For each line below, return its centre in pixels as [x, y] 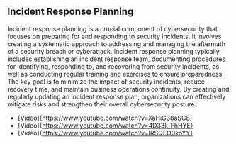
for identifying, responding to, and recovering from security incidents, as [113, 66]
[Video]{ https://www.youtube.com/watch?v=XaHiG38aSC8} [105, 118]
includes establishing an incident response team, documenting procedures [116, 59]
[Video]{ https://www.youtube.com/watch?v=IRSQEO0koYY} [105, 133]
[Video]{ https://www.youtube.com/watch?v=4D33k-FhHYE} [105, 125]
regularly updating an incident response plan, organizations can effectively [117, 96]
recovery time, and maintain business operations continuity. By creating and [118, 89]
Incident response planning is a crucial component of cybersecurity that [113, 28]
